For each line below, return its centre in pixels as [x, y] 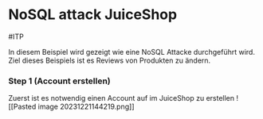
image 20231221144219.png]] [86, 107]
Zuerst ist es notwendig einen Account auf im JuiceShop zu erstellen [122, 98]
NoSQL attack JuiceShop [93, 15]
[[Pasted [22, 107]
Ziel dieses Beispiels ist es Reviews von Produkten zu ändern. [110, 60]
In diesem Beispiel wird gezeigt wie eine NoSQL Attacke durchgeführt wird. [131, 52]
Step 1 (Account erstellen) [60, 81]
